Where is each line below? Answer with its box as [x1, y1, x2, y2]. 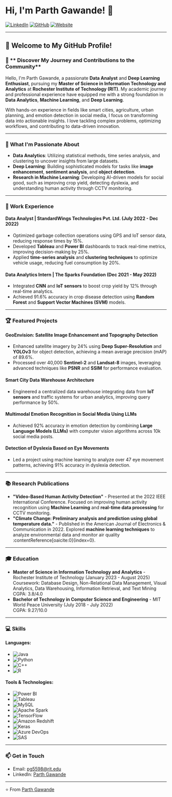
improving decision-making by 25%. [12, 249, 90, 255]
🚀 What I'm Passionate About [5, 141, 79, 148]
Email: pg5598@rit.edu [12, 766, 61, 772]
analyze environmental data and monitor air [12, 532, 104, 538]
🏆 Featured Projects [5, 317, 58, 324]
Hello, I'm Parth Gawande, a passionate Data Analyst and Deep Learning [5, 75, 160, 81]
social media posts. [12, 433, 54, 439]
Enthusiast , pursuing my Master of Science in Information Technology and [5, 80, 166, 86]
